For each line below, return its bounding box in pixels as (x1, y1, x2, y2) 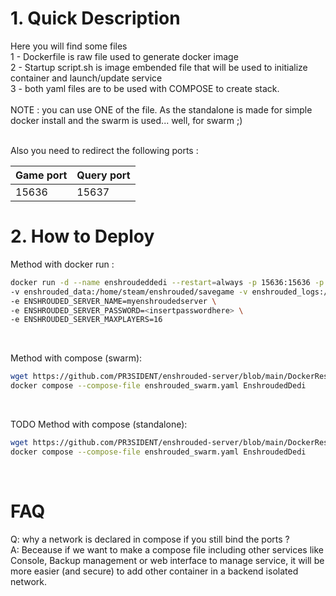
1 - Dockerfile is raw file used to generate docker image (10, 50, 239, 62)
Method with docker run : (10, 258, 115, 270)
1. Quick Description (10, 7, 181, 30)
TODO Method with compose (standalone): (10, 418, 188, 430)
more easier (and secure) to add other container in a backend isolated (10, 565, 299, 577)
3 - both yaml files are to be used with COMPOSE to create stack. (10, 82, 280, 94)
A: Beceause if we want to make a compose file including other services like (10, 543, 324, 556)
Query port (76, 168, 131, 182)
